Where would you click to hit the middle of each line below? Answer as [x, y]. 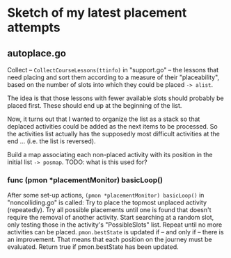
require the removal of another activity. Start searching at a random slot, [111, 218]
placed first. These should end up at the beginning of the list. [95, 105]
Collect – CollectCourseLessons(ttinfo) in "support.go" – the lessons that [113, 70]
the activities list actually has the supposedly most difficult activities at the [114, 134]
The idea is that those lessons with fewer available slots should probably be [115, 98]
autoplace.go [37, 53]
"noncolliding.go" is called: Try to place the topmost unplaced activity [107, 202]
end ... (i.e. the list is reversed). [51, 141]
